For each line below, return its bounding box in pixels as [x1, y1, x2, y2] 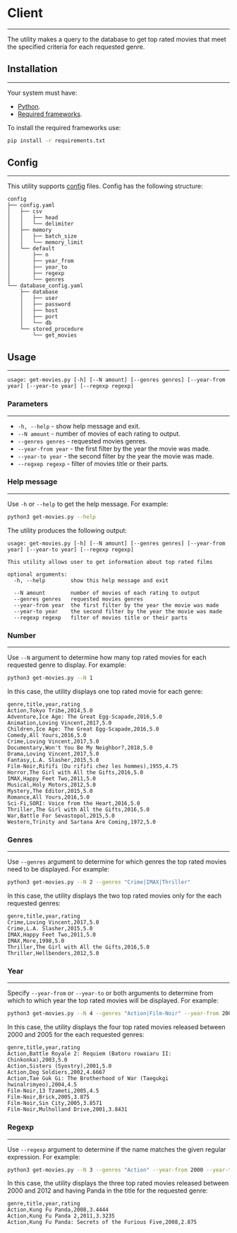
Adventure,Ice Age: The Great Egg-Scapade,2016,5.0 [7, 713, 162, 720]
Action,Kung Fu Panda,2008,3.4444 [7, 1206, 109, 1214]
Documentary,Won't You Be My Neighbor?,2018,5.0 [7, 744, 153, 751]
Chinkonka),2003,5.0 [7, 1056, 68, 1064]
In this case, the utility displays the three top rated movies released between [7, 1179, 229, 1188]
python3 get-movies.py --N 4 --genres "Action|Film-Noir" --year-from [7, 1010, 219, 1017]
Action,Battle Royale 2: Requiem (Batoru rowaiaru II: [7, 1050, 172, 1058]
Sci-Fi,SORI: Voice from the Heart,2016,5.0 [7, 799, 140, 807]
